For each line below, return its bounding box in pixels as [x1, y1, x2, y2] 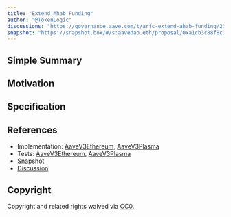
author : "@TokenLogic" [7, 16, 72, 23]
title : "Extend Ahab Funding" [7, 10, 94, 17]
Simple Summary [7, 54, 82, 66]
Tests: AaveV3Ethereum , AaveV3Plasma [16, 150, 131, 158]
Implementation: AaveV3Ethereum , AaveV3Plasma [16, 142, 159, 151]
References [7, 124, 58, 136]
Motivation [7, 78, 55, 90]
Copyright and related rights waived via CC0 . [7, 203, 135, 211]
